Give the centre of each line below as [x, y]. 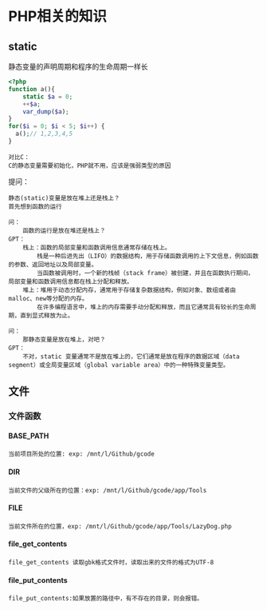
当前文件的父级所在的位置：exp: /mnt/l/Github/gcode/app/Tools [108, 490]
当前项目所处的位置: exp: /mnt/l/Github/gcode [82, 454]
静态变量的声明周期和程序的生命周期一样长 [78, 66]
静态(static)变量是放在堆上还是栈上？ [64, 198]
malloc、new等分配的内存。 [48, 298]
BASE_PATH [29, 436]
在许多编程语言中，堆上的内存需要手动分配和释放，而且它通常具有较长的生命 [144, 307]
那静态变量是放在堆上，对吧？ [64, 339]
